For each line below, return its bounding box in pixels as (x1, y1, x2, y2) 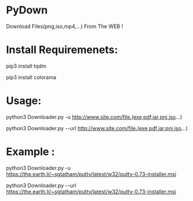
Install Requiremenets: (6, 43, 118, 57)
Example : (6, 145, 55, 158)
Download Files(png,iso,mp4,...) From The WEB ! (6, 23, 123, 30)
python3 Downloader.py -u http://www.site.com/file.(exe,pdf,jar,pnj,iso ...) (6, 113, 182, 120)
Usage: (6, 94, 42, 108)
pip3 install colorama (6, 73, 57, 80)
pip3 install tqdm (6, 62, 47, 69)
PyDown (6, 3, 48, 17)
